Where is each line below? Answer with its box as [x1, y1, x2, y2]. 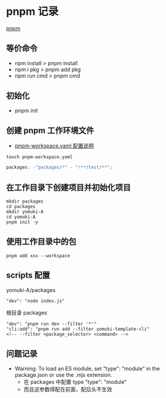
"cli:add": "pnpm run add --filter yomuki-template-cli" [6, 326, 150, 332]
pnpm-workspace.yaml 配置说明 [14, 142, 94, 149]
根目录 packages [6, 309, 47, 316]
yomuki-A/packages [6, 286, 56, 293]
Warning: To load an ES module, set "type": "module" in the [14, 365, 160, 372]
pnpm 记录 [6, 5, 59, 18]
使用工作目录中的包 [6, 237, 76, 247]
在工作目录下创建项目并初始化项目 [6, 182, 131, 192]
